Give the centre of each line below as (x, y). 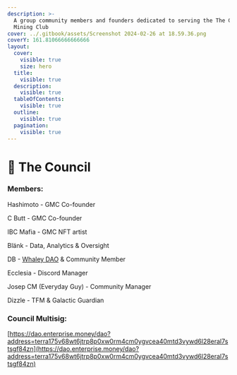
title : (23, 73)
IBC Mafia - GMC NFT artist (47, 232)
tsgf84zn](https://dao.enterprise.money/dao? (73, 349)
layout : (19, 47)
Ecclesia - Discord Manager (48, 273)
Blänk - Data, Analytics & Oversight (58, 245)
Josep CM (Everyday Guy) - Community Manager (79, 286)
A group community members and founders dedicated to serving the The (120, 20)
